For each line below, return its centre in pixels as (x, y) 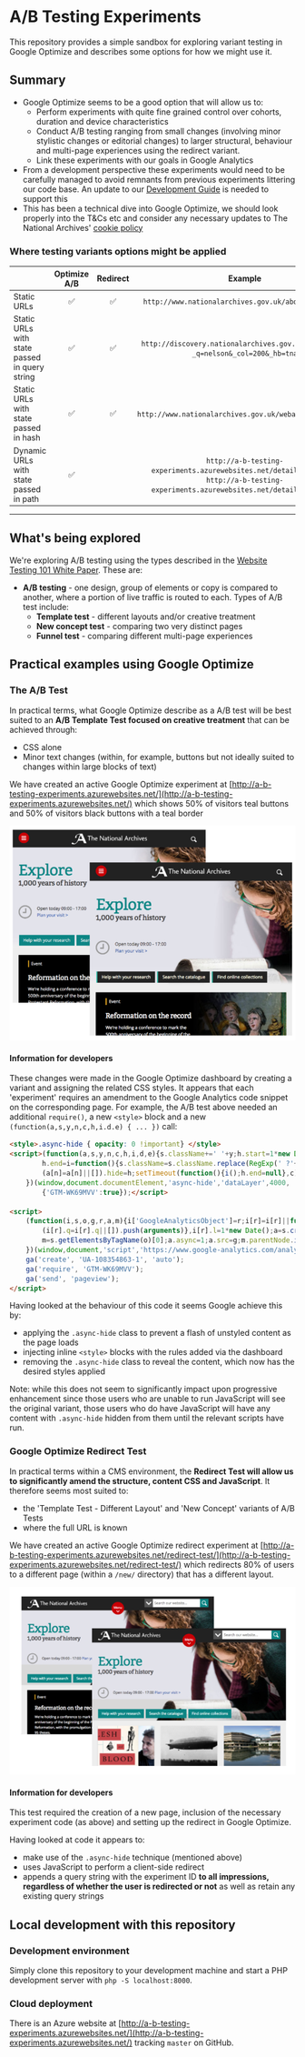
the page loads (50, 1342)
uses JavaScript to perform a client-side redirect (113, 1867)
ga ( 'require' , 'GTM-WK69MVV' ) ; (85, 1269)
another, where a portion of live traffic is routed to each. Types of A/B (152, 597)
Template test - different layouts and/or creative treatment (146, 617)
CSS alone (42, 747)
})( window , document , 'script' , (83, 1250)
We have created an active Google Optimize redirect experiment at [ (137, 1545)
